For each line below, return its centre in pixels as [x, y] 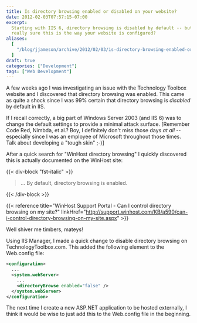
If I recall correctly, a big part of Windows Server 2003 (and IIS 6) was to [94, 118]
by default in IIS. [26, 106]
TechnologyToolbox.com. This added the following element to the [85, 247]
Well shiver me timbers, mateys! [45, 229]
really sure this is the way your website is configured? [84, 33]
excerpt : [17, 22]
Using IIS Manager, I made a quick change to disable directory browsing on [97, 241]
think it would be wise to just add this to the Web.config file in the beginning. [98, 314]
